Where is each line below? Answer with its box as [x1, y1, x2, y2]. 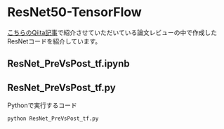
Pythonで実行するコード [7, 101, 77, 109]
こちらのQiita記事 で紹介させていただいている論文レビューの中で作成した [7, 28, 218, 36]
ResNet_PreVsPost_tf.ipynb [7, 57, 130, 70]
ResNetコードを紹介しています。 [7, 36, 102, 46]
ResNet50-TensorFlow [7, 4, 142, 20]
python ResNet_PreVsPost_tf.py [7, 115, 99, 123]
